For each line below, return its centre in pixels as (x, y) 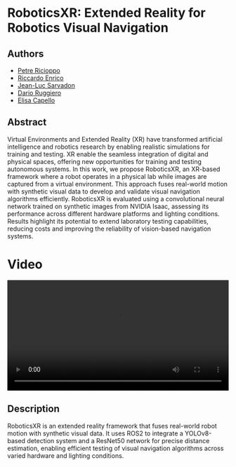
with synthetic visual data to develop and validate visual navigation (104, 191)
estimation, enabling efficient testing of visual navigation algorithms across (116, 448)
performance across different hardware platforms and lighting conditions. (113, 214)
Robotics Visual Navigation (88, 28)
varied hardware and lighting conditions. (66, 455)
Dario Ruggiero (39, 93)
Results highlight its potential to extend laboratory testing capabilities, (108, 221)
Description (33, 409)
